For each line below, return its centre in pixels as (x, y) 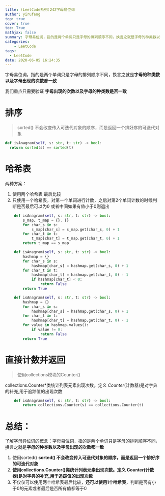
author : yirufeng (23, 14)
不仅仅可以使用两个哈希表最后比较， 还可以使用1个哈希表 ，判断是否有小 (84, 482)
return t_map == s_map (46, 243)
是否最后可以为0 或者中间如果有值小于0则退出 (63, 206)
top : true (15, 19)
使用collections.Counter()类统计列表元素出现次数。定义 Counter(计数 (83, 470)
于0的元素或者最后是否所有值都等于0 (49, 489)
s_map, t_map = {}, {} (46, 220)
